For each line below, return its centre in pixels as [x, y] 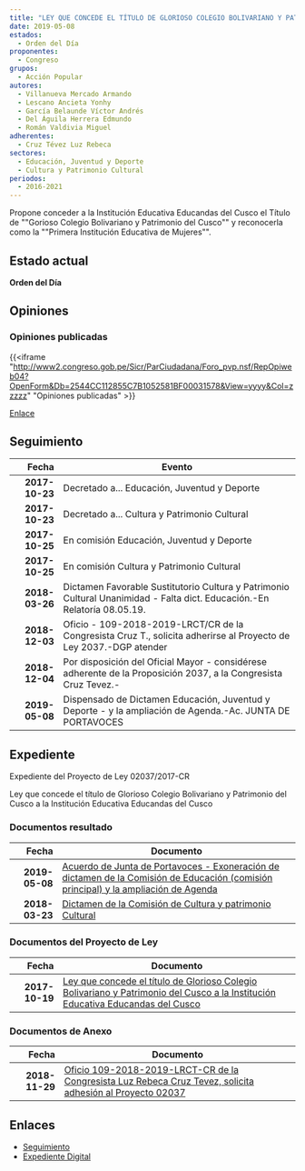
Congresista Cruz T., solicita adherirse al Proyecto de [177, 636]
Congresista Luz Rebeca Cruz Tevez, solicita [159, 1081]
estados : [26, 35]
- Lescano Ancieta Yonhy [64, 102]
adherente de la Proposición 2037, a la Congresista [173, 674]
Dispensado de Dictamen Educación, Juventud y [167, 699]
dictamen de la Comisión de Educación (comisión [167, 877]
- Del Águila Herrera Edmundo [74, 119]
